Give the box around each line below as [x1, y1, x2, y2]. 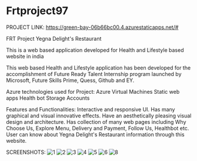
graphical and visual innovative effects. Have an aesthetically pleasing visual [6, 112, 192, 119]
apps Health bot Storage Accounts [6, 94, 90, 101]
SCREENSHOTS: [6, 149, 46, 156]
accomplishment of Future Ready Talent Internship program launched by [6, 70, 182, 77]
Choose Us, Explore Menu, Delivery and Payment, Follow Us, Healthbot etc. [6, 124, 189, 132]
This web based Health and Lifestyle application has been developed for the [6, 64, 191, 71]
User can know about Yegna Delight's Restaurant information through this [6, 131, 185, 138]
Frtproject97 [6, 4, 69, 18]
